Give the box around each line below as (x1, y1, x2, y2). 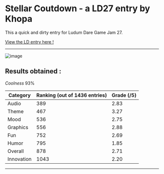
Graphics (7, 124, 28, 130)
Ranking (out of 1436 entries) (36, 91, 107, 98)
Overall (7, 148, 24, 154)
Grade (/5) (111, 91, 137, 98)
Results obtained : (5, 67, 61, 76)
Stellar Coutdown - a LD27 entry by (5, 3, 150, 14)
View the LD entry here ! (5, 39, 54, 44)
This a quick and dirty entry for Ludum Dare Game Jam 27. (5, 29, 123, 35)
